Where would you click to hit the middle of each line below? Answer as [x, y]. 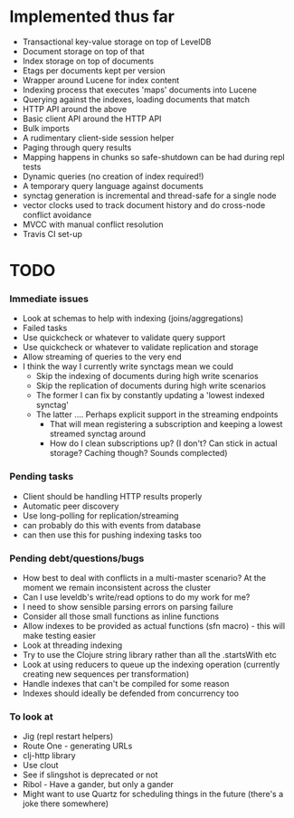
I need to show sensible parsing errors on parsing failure [128, 607]
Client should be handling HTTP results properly [112, 496]
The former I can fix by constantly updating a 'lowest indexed [150, 395]
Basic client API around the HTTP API [92, 119]
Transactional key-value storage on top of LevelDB [117, 42]
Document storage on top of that [83, 51]
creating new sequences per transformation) [106, 674]
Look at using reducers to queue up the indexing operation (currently [151, 665]
